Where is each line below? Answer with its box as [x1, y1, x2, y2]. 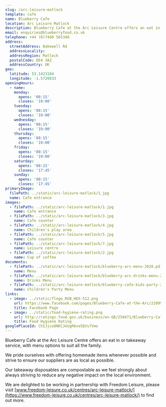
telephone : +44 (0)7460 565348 [5, 35, 70, 40]
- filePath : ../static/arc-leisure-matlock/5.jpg [9, 232, 114, 237]
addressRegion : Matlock [9, 53, 58, 58]
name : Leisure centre [14, 246, 58, 251]
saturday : [14, 158, 35, 163]
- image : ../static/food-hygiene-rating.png [9, 310, 103, 315]
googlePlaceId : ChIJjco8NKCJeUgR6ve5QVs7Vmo [5, 324, 98, 329]
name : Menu [14, 268, 37, 274]
